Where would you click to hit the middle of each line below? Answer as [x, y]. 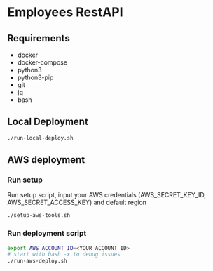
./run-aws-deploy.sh [37, 261]
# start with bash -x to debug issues [64, 255]
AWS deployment [46, 160]
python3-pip [35, 77]
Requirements [39, 38]
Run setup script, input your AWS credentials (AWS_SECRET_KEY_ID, [107, 195]
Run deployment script [47, 234]
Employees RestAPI [66, 12]
